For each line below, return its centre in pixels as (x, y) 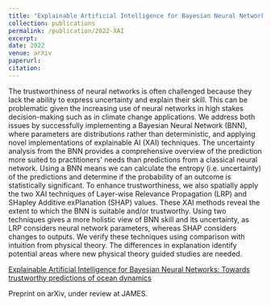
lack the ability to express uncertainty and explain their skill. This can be (128, 99)
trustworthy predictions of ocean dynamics (80, 278)
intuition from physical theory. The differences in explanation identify (123, 245)
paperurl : (25, 61)
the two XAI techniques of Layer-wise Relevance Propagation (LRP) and (128, 193)
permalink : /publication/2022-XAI (67, 31)
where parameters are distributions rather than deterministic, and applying (132, 134)
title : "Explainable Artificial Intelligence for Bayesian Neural (122, 16)
